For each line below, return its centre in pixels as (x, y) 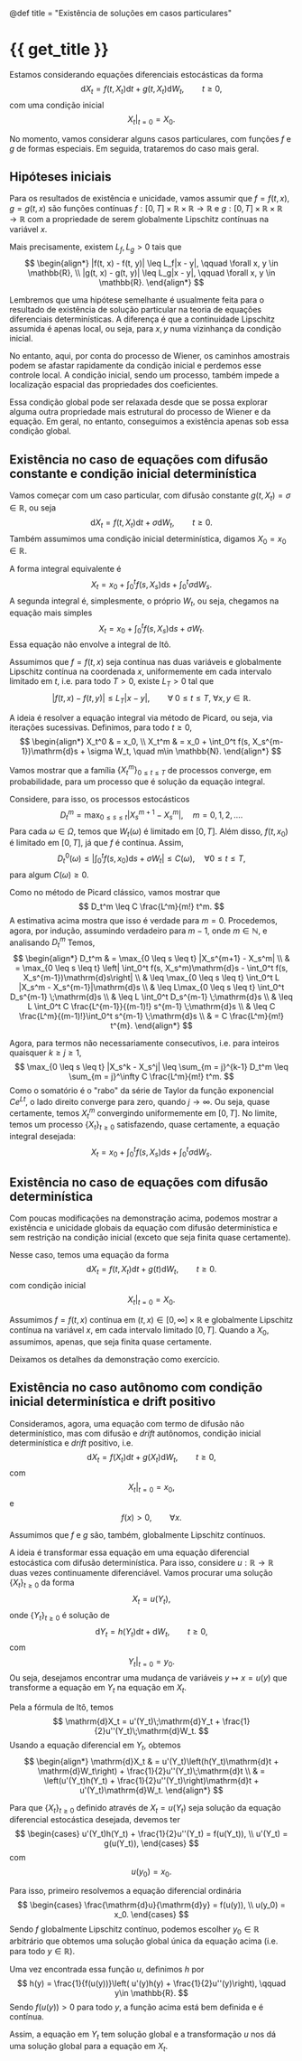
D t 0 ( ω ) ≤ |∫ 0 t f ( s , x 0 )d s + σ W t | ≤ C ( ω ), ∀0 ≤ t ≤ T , (151, 858)
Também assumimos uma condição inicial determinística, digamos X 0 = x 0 (148, 539)
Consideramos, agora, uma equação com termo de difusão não (127, 1423)
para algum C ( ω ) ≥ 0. (49, 875)
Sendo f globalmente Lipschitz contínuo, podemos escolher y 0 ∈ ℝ (134, 1930)
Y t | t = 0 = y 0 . (151, 1663)
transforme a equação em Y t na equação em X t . (98, 1689)
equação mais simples (51, 613)
